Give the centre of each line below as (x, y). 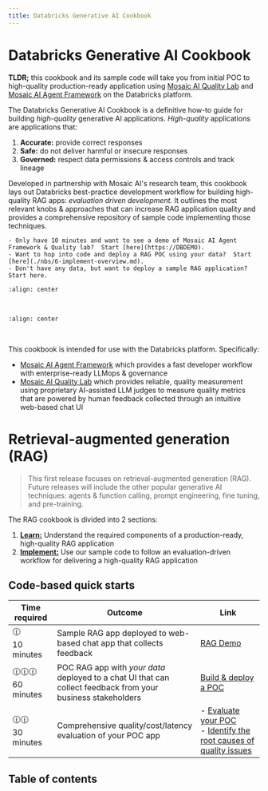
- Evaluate (221, 710)
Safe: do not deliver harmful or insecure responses (104, 151)
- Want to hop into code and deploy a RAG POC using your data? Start (130, 254)
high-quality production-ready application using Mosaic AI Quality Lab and (131, 85)
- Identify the (226, 730)
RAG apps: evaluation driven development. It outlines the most (135, 200)
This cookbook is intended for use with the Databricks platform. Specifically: (134, 349)
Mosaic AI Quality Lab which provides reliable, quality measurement (131, 381)
